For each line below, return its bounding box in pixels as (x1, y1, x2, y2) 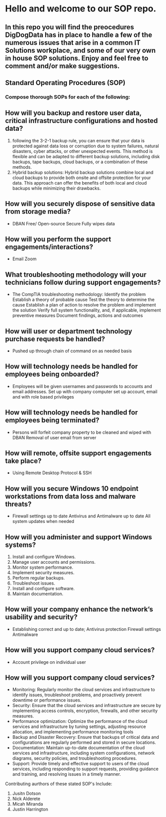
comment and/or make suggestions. (5, 62, 120, 70)
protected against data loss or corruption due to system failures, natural (12, 143, 160, 149)
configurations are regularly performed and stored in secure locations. (12, 739, 156, 745)
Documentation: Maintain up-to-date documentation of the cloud (12, 745, 145, 751)
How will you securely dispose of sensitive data (5, 200, 155, 208)
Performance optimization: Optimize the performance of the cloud (12, 718, 148, 724)
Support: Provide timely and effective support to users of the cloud (12, 761, 149, 767)
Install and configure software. (12, 586, 75, 592)
